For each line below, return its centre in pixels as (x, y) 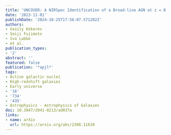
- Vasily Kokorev (24, 29)
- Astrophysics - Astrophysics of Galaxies (52, 106)
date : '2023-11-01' (26, 15)
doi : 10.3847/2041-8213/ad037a (39, 110)
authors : (15, 24)
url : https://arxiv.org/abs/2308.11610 (52, 124)
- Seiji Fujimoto (24, 34)
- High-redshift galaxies (33, 82)
